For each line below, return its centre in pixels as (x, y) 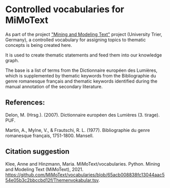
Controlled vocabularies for (65, 9)
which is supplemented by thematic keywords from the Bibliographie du (81, 75)
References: (25, 103)
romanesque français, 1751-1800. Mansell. (50, 136)
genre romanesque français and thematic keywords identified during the (81, 81)
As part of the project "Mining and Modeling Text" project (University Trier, (84, 34)
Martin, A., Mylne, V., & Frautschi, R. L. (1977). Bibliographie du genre (78, 130)
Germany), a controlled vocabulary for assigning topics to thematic (76, 40)
